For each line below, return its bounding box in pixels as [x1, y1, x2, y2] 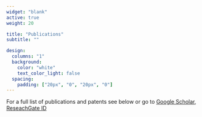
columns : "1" [12, 53, 45, 59]
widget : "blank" [6, 8, 47, 15]
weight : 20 [6, 20, 34, 26]
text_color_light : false [17, 70, 80, 76]
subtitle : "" [6, 37, 40, 43]
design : [6, 48, 26, 54]
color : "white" [17, 64, 56, 70]
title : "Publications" [6, 31, 64, 37]
